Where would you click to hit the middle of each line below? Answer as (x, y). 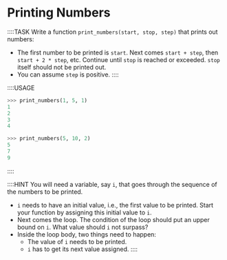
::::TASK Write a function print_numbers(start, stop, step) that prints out (112, 32)
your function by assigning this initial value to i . (84, 212)
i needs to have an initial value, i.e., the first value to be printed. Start (115, 205)
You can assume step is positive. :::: (68, 74)
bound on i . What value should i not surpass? (83, 227)
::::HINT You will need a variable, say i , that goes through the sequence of (112, 184)
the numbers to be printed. (45, 192)
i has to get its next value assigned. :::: (83, 249)
